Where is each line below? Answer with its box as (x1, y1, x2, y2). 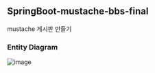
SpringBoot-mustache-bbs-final (7, 6, 149, 17)
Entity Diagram (7, 42, 58, 52)
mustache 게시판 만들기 (7, 24, 72, 33)
